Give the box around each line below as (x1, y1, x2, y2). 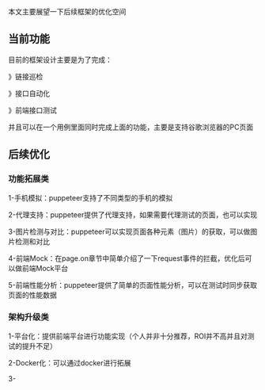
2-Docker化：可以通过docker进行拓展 (8, 357, 132, 367)
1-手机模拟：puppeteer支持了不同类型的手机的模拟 (8, 193, 173, 202)
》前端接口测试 (8, 105, 57, 115)
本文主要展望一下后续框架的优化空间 (8, 7, 127, 16)
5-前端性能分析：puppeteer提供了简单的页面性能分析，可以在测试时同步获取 (8, 280, 257, 289)
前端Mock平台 (21, 263, 69, 273)
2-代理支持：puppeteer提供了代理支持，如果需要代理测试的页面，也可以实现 (8, 209, 258, 220)
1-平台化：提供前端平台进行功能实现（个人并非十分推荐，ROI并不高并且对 (8, 331, 248, 341)
